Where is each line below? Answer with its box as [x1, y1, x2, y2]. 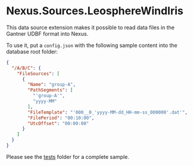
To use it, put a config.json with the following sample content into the [6, 42, 178, 49]
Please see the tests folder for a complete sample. [6, 153, 130, 160]
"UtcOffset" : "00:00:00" [27, 120, 89, 126]
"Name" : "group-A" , [27, 82, 76, 87]
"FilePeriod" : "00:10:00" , [27, 115, 95, 121]
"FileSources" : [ [17, 70, 60, 77]
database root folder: [6, 48, 58, 55]
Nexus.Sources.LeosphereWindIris [6, 4, 183, 18]
